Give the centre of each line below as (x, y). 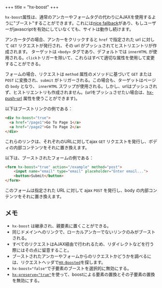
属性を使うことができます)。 (52, 98)
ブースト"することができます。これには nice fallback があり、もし (80, 23)
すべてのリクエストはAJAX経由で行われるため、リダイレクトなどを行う (83, 244)
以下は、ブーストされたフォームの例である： (49, 158)
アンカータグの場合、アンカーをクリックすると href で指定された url (73, 39)
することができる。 (24, 64)
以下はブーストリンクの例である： (39, 109)
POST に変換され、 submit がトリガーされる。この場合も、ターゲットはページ (81, 80)
